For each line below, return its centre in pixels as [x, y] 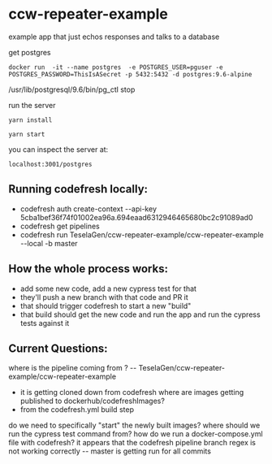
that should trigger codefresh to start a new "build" [106, 306]
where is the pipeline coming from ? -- [73, 368]
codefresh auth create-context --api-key [88, 209]
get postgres [30, 52]
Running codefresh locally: [78, 189]
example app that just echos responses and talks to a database [114, 37]
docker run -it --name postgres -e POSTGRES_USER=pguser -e [116, 67]
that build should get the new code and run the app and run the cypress [140, 314]
